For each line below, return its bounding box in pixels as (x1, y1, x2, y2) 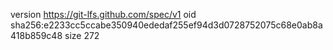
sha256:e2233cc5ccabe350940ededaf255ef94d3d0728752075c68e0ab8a (10, 19, 323, 31)
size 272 (64, 30, 100, 41)
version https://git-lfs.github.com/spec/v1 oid (10, 9, 197, 20)
